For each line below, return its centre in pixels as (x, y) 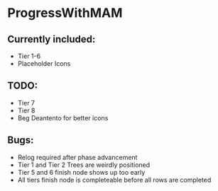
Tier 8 (26, 110)
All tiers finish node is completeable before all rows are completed (114, 180)
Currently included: (51, 39)
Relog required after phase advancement (77, 157)
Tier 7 (26, 103)
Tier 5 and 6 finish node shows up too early (81, 172)
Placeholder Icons (44, 64)
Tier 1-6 (29, 56)
